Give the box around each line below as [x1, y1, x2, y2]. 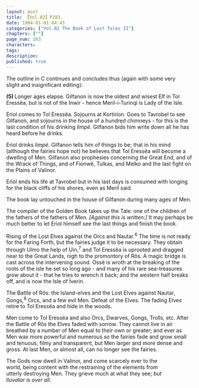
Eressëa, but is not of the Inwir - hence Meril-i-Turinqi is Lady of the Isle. [6, 99, 184, 106]
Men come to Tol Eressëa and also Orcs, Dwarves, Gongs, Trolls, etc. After [6, 314, 189, 321]
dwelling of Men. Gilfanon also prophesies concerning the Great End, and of [6, 154, 192, 161]
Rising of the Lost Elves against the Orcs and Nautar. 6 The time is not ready [6, 231, 191, 240]
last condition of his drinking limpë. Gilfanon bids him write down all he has [6, 123, 189, 130]
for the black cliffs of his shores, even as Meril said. [6, 184, 132, 191]
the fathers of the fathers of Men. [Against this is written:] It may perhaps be [6, 214, 193, 221]
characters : [6, 42, 36, 48]
